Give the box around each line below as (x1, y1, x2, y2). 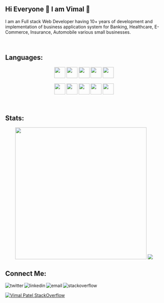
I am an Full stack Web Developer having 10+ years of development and (5, 18, 153, 24)
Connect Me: (5, 269, 46, 278)
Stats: (5, 114, 24, 123)
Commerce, (5, 29, 29, 35)
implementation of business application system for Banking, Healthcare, (5, 24, 153, 30)
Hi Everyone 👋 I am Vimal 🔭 (5, 5, 90, 14)
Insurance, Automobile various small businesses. (30, 29, 131, 35)
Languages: (5, 53, 43, 62)
